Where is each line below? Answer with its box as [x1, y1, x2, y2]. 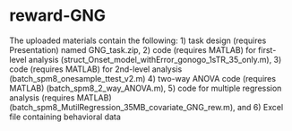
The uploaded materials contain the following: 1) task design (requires [9, 35, 267, 46]
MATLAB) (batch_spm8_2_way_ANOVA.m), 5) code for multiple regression [9, 83, 282, 93]
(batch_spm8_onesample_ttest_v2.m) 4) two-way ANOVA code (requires [9, 73, 276, 83]
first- [258, 44, 277, 55]
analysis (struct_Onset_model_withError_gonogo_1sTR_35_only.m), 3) [28, 54, 282, 65]
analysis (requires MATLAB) [9, 92, 112, 103]
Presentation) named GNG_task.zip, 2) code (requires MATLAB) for [9, 44, 257, 55]
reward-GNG [9, 5, 106, 26]
